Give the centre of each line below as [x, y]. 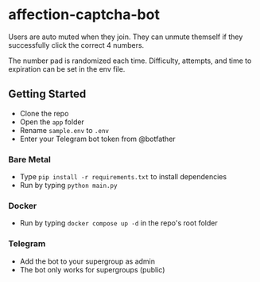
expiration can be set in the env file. [67, 69]
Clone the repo [44, 113]
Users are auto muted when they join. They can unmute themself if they [126, 37]
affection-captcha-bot [84, 15]
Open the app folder [52, 122]
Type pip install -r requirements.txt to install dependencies [123, 177]
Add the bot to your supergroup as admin [87, 261]
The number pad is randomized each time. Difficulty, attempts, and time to [130, 61]
